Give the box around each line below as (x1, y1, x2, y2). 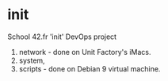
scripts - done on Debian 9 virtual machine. (18, 64, 161, 73)
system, (18, 56, 45, 65)
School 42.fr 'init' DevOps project (7, 32, 116, 41)
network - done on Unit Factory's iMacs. (18, 47, 151, 56)
